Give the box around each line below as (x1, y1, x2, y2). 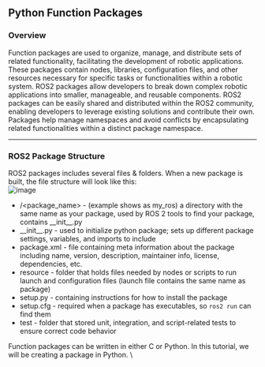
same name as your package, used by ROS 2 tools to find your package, (19, 208, 255, 218)
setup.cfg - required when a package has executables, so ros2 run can (19, 301, 252, 310)
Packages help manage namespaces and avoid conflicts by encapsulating (8, 114, 249, 125)
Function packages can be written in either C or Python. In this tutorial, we (8, 341, 249, 350)
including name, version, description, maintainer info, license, (19, 250, 219, 260)
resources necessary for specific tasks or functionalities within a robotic (8, 73, 243, 82)
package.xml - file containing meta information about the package (19, 242, 235, 252)
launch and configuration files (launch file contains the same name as (19, 275, 246, 285)
